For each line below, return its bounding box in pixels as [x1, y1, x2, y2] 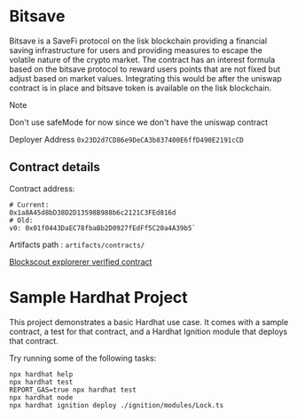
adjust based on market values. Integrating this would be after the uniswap [9, 73, 282, 83]
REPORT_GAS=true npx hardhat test [9, 385, 137, 394]
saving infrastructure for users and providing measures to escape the [9, 44, 263, 55]
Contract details [9, 159, 100, 175]
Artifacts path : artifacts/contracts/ [9, 239, 145, 250]
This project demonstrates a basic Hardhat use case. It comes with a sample [9, 316, 289, 327]
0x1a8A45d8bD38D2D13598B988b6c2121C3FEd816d [9, 208, 176, 217]
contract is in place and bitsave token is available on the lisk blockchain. [9, 82, 272, 93]
